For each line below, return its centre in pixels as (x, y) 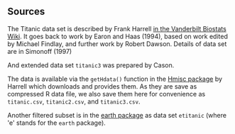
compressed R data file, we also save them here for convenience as (106, 94)
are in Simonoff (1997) (40, 51)
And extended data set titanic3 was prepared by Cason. (91, 65)
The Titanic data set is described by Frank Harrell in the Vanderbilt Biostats (117, 28)
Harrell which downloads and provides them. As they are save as (102, 86)
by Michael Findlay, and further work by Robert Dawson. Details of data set (117, 44)
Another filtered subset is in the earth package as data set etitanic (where (117, 115)
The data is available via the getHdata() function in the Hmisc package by (115, 79)
